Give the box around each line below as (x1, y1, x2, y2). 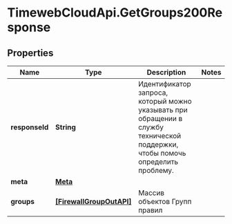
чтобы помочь (137, 149, 186, 158)
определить (137, 157, 179, 167)
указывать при (137, 105, 188, 115)
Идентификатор (137, 80, 191, 88)
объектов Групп (137, 197, 192, 206)
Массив (137, 188, 164, 198)
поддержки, (137, 140, 179, 149)
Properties (7, 47, 54, 59)
